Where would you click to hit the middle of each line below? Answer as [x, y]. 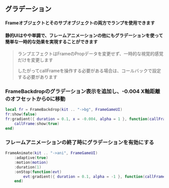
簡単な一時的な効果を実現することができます [52, 41]
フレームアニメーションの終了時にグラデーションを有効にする [80, 142]
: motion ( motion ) [31, 162]
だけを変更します [35, 60]
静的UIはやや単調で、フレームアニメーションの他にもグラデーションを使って [84, 35]
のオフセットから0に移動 [35, 99]
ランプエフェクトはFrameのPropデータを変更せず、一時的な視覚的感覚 [90, 54]
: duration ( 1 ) [28, 167]
